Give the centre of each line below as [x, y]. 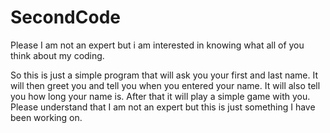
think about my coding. [57, 55]
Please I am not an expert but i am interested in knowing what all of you [157, 45]
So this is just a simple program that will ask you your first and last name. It [164, 75]
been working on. [46, 117]
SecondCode [65, 17]
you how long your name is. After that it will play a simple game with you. [160, 96]
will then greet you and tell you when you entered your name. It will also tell [165, 85]
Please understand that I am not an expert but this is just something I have [163, 107]
